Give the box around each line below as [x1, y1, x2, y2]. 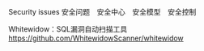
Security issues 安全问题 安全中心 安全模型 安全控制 [8, 7, 197, 16]
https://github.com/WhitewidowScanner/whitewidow [8, 33, 184, 43]
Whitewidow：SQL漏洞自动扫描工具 [8, 24, 128, 34]
